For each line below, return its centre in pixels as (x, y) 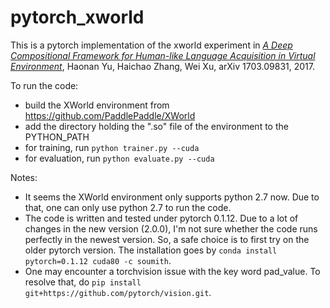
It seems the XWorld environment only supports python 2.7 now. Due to (172, 197)
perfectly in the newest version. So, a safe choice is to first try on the (167, 239)
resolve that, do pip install (83, 282)
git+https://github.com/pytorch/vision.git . (118, 292)
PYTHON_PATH (57, 137)
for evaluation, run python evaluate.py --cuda (119, 158)
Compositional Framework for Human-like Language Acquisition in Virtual (163, 55)
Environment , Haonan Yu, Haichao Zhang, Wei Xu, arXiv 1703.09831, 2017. (163, 66)
